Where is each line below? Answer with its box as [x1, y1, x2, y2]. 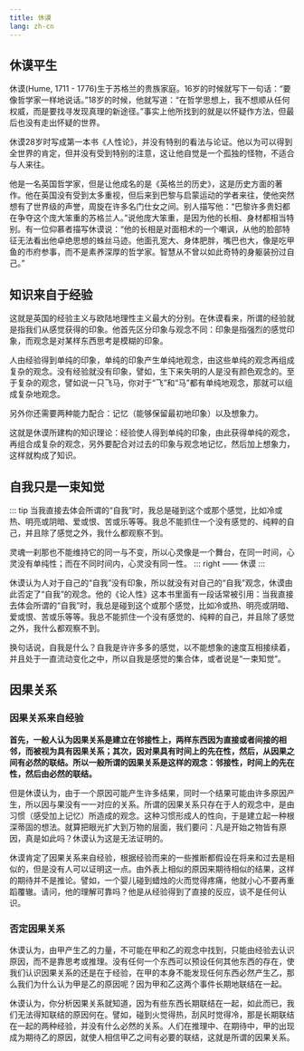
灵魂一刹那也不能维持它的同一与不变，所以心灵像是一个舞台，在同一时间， [9, 546, 287, 558]
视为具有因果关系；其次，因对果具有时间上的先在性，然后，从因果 [40, 745, 287, 756]
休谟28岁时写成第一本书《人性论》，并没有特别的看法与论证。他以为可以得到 [9, 137, 293, 148]
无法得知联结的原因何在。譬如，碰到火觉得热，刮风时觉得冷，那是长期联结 [16, 1008, 295, 1020]
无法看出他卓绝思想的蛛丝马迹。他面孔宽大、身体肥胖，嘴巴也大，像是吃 [16, 235, 287, 246]
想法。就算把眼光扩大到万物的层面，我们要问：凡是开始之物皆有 [40, 822, 279, 832]
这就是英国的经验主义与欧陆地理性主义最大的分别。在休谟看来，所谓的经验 [9, 313, 287, 324]
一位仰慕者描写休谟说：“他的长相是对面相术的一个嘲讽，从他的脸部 [33, 224, 283, 235]
